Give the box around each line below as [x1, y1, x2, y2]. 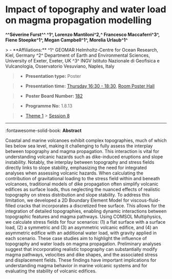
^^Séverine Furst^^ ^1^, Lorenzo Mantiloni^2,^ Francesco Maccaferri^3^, [5, 31, 160, 37]
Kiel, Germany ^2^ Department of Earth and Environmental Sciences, [5, 52, 150, 58]
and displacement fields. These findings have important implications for [5, 257, 157, 263]
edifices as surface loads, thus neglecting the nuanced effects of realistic [5, 186, 160, 192]
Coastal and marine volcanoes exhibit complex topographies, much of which [5, 137, 167, 143]
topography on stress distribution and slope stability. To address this [5, 191, 150, 198]
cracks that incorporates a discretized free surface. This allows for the [17, 202, 165, 208]
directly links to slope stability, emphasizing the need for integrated [5, 164, 147, 170]
